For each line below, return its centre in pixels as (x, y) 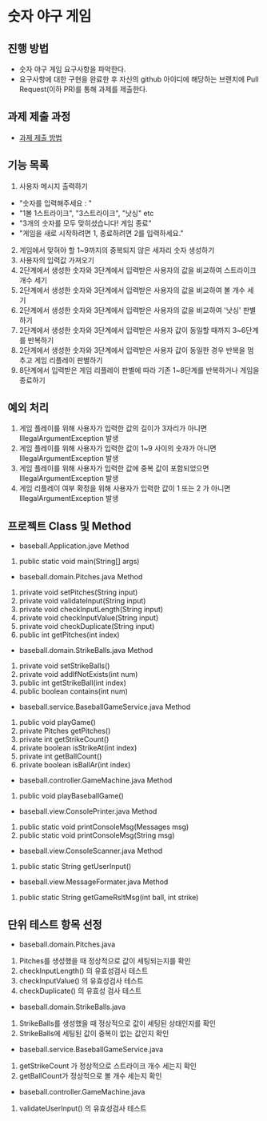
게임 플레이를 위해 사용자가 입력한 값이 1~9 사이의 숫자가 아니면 (118, 448)
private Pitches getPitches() (65, 731)
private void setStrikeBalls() (64, 666)
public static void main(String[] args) (79, 562)
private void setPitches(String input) (78, 592)
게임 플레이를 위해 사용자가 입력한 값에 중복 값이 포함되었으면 (114, 468)
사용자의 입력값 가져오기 (57, 260)
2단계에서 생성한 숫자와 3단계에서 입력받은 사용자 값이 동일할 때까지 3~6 (132, 330)
